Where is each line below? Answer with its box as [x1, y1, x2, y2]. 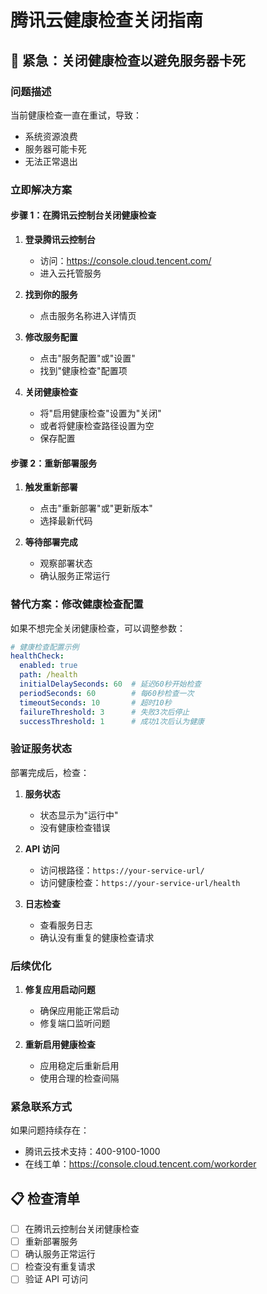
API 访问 [24, 842, 60, 855]
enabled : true [19, 661, 78, 671]
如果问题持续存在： [10, 1124, 90, 1136]
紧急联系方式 [10, 1099, 73, 1113]
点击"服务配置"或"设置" [39, 352, 136, 364]
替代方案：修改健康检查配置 [10, 597, 144, 611]
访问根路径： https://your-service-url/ [39, 864, 205, 876]
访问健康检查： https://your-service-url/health [39, 876, 241, 888]
